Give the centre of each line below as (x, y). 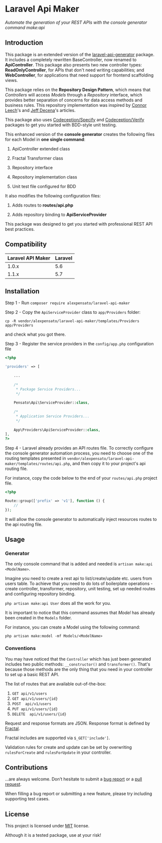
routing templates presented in (36, 458)
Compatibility (26, 244)
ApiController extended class (41, 148)
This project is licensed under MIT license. (47, 826)
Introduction (24, 43)
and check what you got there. (36, 334)
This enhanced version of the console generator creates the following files (80, 134)
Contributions (26, 768)
